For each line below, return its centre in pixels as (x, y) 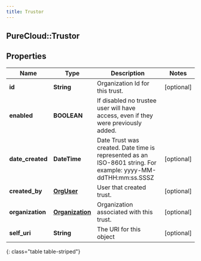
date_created (28, 159)
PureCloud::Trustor (43, 36)
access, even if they (125, 116)
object (106, 236)
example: (109, 170)
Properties (26, 57)
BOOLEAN (68, 116)
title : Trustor (25, 12)
